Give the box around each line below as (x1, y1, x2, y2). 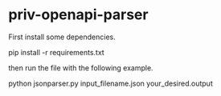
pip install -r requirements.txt (8, 47, 104, 57)
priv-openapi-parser (8, 6, 149, 24)
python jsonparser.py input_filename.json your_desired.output (8, 78, 213, 88)
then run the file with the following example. (8, 62, 154, 73)
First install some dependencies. (8, 32, 116, 42)
